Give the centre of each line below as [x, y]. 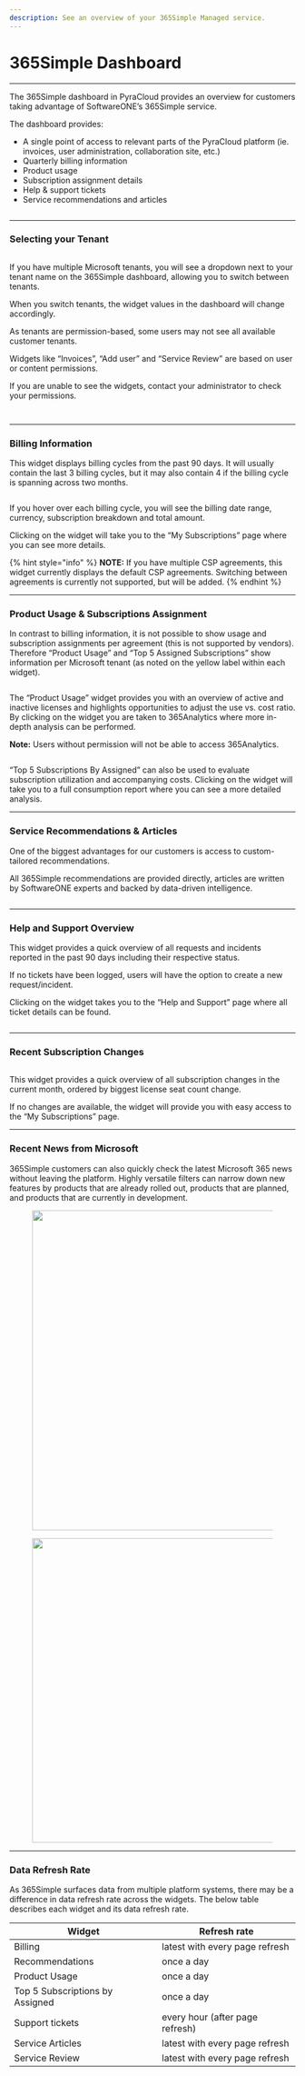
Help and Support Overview [72, 928]
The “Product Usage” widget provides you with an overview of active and [147, 698]
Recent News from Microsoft [74, 1149]
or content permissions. [54, 368]
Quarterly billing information [75, 161]
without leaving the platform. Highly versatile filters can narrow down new [148, 1178]
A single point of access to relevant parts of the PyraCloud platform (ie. [156, 141]
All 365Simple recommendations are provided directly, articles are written [147, 878]
